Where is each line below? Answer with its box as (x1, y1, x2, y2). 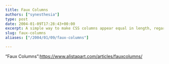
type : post (5, 16, 28, 21)
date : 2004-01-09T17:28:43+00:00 (5, 21, 75, 26)
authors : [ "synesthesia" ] (5, 12, 59, 17)
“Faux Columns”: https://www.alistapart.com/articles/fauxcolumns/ (5, 53, 143, 59)
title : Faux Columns (5, 7, 49, 12)
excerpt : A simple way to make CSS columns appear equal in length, (5, 26, 152, 31)
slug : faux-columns (5, 30, 46, 35)
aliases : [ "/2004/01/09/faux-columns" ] (5, 35, 89, 40)
